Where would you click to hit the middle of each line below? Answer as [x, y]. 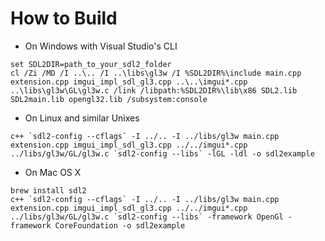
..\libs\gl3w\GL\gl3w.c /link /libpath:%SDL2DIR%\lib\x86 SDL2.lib [154, 90]
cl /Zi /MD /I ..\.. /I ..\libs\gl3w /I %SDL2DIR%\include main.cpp [156, 73]
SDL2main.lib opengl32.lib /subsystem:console [109, 99]
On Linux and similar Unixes [82, 118]
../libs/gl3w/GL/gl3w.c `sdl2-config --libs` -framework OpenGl [147, 217]
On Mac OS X [53, 172]
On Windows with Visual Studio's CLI [101, 46]
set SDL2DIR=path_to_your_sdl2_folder [91, 64]
